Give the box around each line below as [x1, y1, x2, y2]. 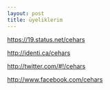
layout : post [7, 10, 45, 17]
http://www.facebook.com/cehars [7, 75, 103, 83]
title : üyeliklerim [7, 16, 63, 23]
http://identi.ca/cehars [7, 49, 71, 57]
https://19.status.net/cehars [7, 35, 85, 43]
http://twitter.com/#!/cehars [7, 62, 86, 70]
